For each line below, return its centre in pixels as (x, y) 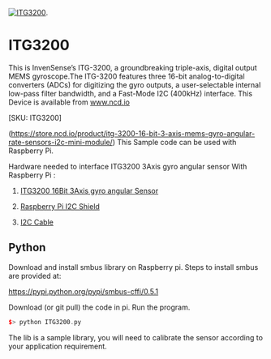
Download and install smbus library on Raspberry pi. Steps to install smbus (133, 267)
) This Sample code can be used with (174, 142)
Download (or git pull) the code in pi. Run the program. (99, 307)
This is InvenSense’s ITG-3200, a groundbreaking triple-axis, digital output (133, 67)
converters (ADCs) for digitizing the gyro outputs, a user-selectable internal (135, 84)
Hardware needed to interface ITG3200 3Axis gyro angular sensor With (128, 166)
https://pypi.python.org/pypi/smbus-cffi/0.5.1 (84, 291)
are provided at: (35, 276)
